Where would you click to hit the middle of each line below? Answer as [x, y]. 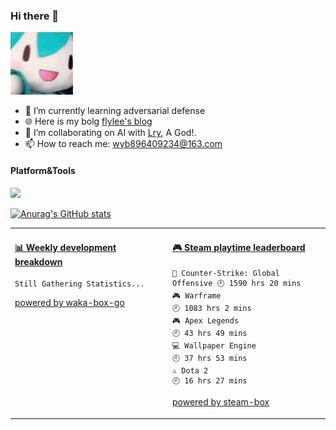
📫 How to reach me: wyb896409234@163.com [123, 144]
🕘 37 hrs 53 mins [210, 359]
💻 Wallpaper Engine [214, 346]
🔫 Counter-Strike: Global [226, 274]
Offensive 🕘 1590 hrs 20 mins [237, 284]
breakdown [38, 261]
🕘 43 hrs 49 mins [210, 334]
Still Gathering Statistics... [79, 284]
